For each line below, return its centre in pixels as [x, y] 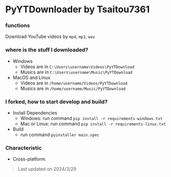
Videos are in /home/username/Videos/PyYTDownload [74, 83]
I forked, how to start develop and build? [57, 102]
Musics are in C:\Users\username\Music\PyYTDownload [76, 72]
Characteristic [24, 148]
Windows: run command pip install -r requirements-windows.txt [91, 119]
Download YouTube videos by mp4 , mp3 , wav [50, 36]
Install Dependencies [35, 113]
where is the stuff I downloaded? [47, 50]
